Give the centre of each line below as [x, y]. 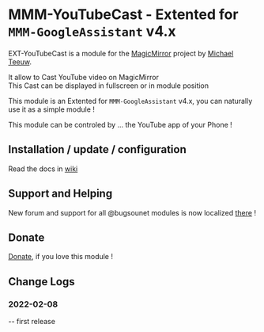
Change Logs [41, 282]
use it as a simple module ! [51, 109]
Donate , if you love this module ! [60, 257]
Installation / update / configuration [98, 149]
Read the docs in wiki [43, 169]
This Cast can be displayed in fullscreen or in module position [109, 86]
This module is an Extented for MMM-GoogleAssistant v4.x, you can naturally [130, 101]
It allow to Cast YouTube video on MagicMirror [84, 77]
